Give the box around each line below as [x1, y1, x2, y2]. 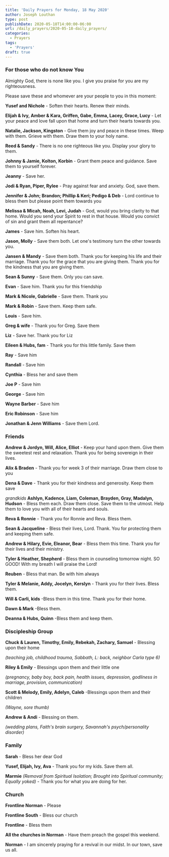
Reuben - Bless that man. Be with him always [5, 571, 99, 577]
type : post [5, 17, 28, 22]
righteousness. [5, 83, 36, 89]
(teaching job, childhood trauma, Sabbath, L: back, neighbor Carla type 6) [5, 655, 160, 661]
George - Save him [5, 391, 45, 397]
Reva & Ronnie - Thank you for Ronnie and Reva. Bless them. [5, 516, 132, 522]
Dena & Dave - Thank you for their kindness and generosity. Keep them [5, 480, 154, 486]
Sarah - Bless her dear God [5, 753, 63, 760]
